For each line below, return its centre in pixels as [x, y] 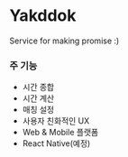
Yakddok [43, 16]
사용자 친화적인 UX [56, 121]
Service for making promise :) [64, 41]
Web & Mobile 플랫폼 [60, 133]
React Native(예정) [56, 143]
